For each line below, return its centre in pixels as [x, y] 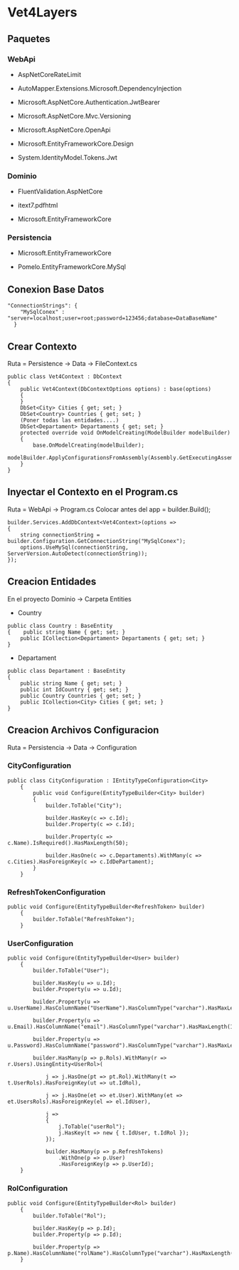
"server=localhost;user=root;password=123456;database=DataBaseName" [113, 318]
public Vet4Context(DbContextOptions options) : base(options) [116, 390]
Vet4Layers [42, 12]
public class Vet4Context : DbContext [65, 377]
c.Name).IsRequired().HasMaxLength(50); [68, 843]
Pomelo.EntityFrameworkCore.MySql [72, 267]
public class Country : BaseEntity [60, 626]
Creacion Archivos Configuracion [83, 730]
